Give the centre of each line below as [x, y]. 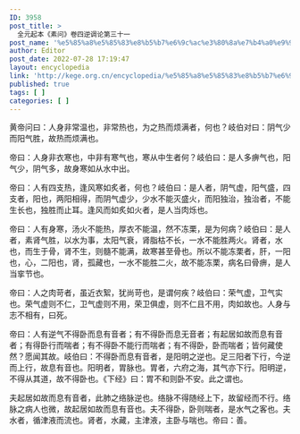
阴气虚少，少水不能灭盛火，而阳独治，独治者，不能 [196, 199]
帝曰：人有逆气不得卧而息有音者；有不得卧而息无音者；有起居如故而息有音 [146, 334]
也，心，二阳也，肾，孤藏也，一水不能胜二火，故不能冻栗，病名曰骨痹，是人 [150, 263]
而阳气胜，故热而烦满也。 [56, 139]
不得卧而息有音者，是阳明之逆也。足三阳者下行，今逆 [193, 357]
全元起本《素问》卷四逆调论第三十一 [74, 34]
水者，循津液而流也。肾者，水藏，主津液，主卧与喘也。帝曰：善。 [130, 421]
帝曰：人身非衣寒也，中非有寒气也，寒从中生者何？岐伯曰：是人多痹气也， [146, 157]
